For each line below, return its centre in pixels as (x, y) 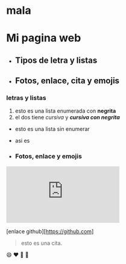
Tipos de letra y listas (56, 60)
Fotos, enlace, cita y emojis (67, 81)
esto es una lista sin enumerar (52, 129)
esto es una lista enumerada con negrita (65, 111)
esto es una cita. (41, 243)
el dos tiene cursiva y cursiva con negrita (68, 118)
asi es (22, 141)
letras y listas (26, 98)
